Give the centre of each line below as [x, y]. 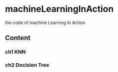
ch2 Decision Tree [27, 65]
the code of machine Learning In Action [45, 23]
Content [18, 38]
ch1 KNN [15, 52]
